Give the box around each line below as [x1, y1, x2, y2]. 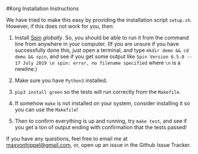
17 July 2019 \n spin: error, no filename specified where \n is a [14, 59, 181, 66]
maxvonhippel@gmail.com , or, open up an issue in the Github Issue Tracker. [6, 142, 191, 148]
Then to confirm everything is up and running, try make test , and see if [14, 117, 187, 124]
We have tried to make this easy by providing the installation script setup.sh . [6, 17, 192, 23]
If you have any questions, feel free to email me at [6, 135, 128, 142]
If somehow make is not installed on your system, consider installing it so [14, 100, 190, 107]
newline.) [14, 65, 37, 73]
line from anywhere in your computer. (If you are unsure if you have [14, 41, 179, 47]
